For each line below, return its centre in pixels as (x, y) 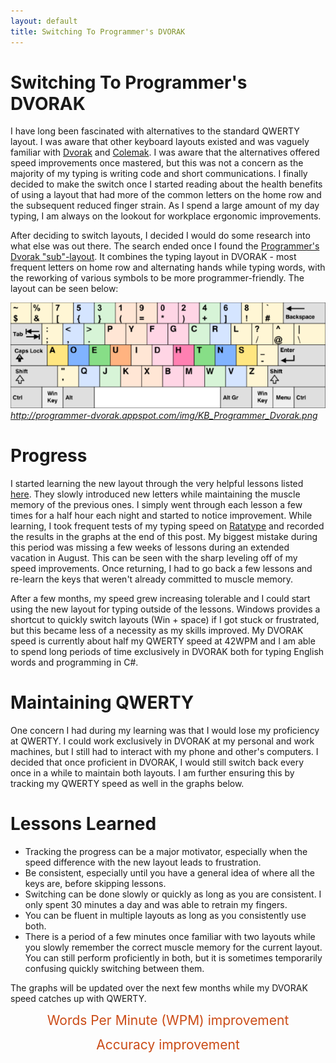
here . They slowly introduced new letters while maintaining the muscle (155, 494)
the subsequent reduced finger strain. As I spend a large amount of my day (165, 206)
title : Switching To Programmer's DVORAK (98, 31)
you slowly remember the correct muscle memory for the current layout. (173, 947)
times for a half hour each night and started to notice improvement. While (161, 515)
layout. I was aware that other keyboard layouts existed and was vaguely (160, 142)
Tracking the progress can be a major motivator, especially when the (166, 851)
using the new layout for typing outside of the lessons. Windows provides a (165, 609)
